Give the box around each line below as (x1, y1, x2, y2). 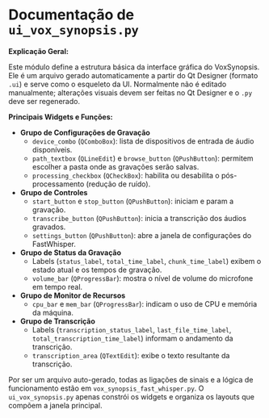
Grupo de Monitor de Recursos (19, 291, 126, 300)
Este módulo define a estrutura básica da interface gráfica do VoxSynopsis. (8, 62, 260, 72)
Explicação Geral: (8, 46, 69, 56)
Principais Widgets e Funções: (8, 111, 113, 122)
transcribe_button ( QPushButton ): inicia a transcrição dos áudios (32, 213, 246, 223)
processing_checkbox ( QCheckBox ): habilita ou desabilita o (32, 170, 220, 180)
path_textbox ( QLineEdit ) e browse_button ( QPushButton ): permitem (32, 153, 254, 163)
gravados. (32, 222, 66, 232)
